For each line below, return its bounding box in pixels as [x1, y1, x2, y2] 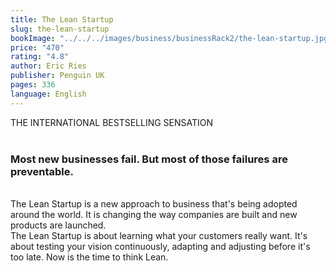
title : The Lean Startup [10, 14, 114, 25]
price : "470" [10, 42, 65, 53]
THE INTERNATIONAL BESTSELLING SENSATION [10, 116, 214, 128]
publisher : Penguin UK [10, 71, 105, 81]
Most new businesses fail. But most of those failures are [10, 152, 288, 166]
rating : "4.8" [10, 52, 70, 62]
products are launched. [10, 219, 107, 231]
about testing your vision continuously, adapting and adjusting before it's [10, 240, 311, 252]
